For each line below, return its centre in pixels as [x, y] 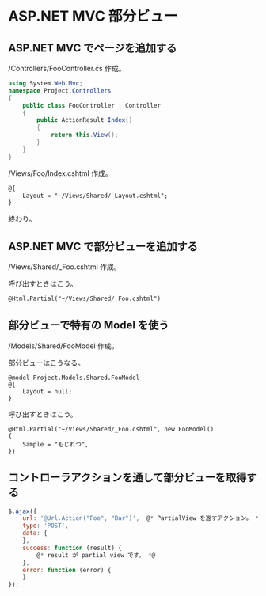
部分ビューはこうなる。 [46, 363]
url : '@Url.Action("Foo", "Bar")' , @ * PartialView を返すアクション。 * [141, 518]
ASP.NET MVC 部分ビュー [93, 16]
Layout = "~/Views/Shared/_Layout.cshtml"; [95, 196]
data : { [35, 533]
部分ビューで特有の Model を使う [89, 325]
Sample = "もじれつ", [55, 444]
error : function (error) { [67, 570]
